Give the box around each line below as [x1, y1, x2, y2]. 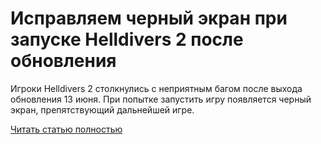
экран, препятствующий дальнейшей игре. [10, 103, 195, 116]
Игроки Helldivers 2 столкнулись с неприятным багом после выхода [10, 82, 303, 94]
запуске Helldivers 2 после [10, 28, 244, 51]
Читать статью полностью [10, 123, 123, 135]
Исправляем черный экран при [10, 7, 288, 30]
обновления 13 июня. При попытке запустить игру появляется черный [10, 93, 312, 105]
